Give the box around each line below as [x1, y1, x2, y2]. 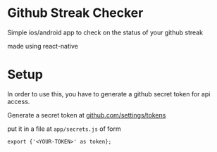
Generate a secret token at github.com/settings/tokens [7, 110, 166, 119]
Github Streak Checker [7, 5, 144, 21]
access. [7, 97, 30, 106]
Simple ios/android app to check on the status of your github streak [7, 28, 203, 37]
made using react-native [7, 42, 79, 50]
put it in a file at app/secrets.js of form [7, 125, 121, 133]
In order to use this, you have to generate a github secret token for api [7, 89, 211, 98]
